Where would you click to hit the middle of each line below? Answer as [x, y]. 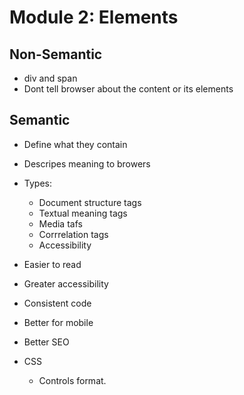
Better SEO [46, 342]
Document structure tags [90, 202]
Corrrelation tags [73, 234]
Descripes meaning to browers [87, 163]
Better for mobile [58, 322]
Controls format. [72, 380]
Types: [37, 183]
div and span [50, 78]
